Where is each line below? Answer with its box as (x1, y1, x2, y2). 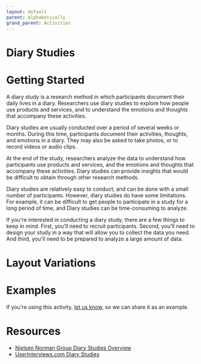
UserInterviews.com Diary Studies (14, 350, 100, 357)
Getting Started (6, 73, 85, 87)
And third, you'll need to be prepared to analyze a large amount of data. (6, 235, 183, 242)
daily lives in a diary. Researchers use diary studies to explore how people (6, 100, 189, 107)
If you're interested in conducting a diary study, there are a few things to (6, 216, 185, 223)
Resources (6, 324, 61, 338)
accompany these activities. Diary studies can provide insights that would (6, 167, 188, 175)
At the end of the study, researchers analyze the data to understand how (6, 154, 186, 162)
